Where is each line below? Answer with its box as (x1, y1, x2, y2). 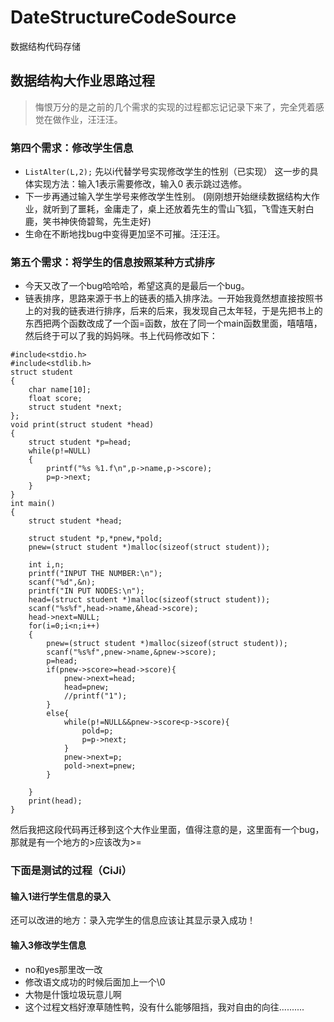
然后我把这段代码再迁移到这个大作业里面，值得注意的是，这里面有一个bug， (10, 824, 325, 836)
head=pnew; (63, 682, 110, 693)
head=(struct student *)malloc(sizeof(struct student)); (28, 595, 271, 605)
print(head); (28, 796, 83, 806)
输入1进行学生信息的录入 (10, 890, 112, 902)
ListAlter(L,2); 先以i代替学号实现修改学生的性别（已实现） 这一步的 (24, 166, 310, 178)
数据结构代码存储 (10, 40, 81, 52)
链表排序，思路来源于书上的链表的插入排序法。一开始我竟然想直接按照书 (24, 292, 323, 305)
